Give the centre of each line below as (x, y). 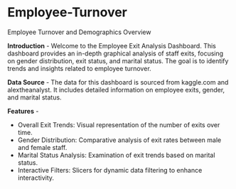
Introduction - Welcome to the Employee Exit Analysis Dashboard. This (112, 45)
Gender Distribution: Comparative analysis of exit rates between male (119, 140)
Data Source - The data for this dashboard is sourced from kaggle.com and (118, 82)
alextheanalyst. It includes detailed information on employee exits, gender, (116, 90)
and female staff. (42, 147)
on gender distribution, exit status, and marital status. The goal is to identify (118, 60)
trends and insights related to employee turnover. (79, 68)
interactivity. (36, 178)
